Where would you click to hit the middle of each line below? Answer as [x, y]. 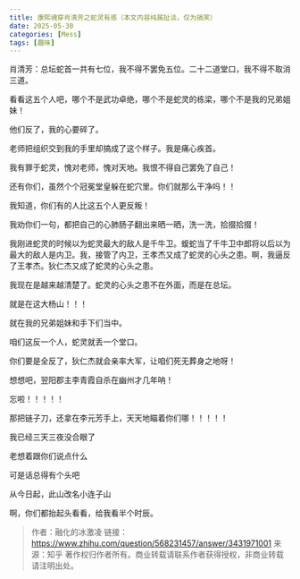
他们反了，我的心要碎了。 [56, 130]
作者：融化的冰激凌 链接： [79, 532]
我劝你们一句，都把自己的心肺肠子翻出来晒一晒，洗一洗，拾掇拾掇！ [134, 225]
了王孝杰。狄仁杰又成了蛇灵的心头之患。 [83, 266]
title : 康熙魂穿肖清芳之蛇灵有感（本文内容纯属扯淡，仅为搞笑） [113, 17]
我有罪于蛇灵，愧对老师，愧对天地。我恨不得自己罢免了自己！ [123, 167]
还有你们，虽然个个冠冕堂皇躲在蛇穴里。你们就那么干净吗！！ [123, 187]
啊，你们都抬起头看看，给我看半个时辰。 [83, 513]
